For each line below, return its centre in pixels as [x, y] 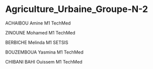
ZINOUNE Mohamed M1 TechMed [40, 32]
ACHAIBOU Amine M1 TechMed [38, 23]
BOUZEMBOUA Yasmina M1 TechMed [44, 52]
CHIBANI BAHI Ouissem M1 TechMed [44, 61]
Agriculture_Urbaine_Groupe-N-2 [76, 9]
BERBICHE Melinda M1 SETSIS [37, 42]
